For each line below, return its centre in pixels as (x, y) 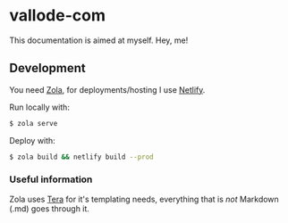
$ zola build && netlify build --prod (81, 157)
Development (48, 68)
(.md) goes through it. (49, 208)
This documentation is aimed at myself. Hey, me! (99, 40)
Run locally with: (39, 107)
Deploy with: (32, 140)
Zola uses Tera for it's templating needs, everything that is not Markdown (144, 199)
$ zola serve (34, 123)
